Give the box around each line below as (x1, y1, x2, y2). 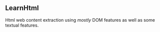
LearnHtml (5, 4, 39, 12)
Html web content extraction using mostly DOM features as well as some (5, 17, 155, 23)
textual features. (5, 22, 39, 28)
